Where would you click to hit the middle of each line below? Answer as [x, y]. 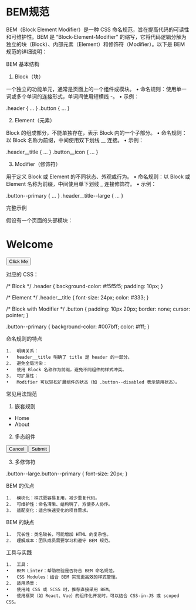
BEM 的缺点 [20, 522]
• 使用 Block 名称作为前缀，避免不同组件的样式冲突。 [67, 369]
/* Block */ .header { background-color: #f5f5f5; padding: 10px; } [85, 286]
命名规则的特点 [24, 338]
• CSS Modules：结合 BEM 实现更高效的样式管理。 [63, 577]
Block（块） [29, 76]
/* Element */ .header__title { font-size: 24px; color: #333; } [77, 297]
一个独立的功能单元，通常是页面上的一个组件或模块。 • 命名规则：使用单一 [96, 89]
